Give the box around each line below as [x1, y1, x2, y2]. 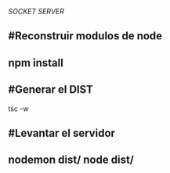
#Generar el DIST [8, 83, 94, 97]
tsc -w [8, 104, 29, 113]
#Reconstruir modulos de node [8, 29, 163, 42]
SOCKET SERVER [8, 7, 64, 16]
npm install [8, 56, 64, 69]
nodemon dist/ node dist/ [8, 153, 135, 167]
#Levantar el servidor [8, 126, 116, 140]
